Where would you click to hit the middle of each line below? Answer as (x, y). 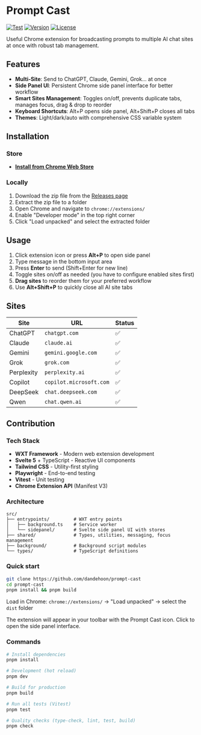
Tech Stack (23, 441)
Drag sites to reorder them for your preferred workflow (83, 280)
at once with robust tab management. (53, 45)
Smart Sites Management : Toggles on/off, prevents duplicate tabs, (98, 98)
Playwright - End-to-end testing (55, 473)
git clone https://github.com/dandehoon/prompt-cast (74, 579)
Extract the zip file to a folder (51, 202)
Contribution (31, 423)
